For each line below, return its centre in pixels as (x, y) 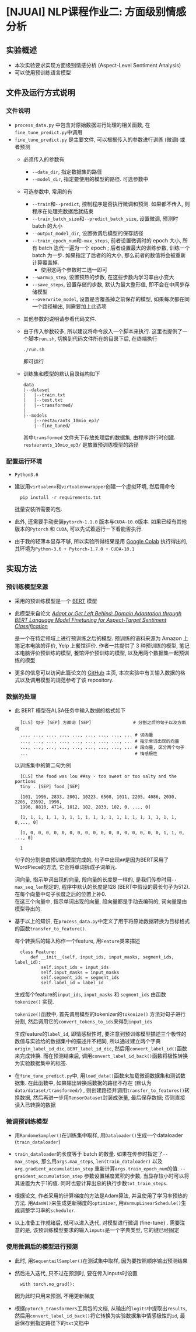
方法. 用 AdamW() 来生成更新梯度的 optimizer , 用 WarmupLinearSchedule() (98, 1203)
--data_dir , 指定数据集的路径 (67, 172)
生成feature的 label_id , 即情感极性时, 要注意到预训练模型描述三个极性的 (100, 1033)
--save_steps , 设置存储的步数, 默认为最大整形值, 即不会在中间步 (108, 284)
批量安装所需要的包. (38, 509)
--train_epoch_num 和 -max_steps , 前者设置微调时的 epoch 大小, (106, 240)
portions (25, 781)
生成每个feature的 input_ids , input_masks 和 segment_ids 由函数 (90, 994)
